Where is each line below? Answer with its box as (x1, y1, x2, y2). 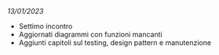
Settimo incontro (18, 22, 73, 30)
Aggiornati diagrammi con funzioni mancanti (18, 30, 162, 39)
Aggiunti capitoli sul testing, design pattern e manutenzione (18, 38, 212, 47)
